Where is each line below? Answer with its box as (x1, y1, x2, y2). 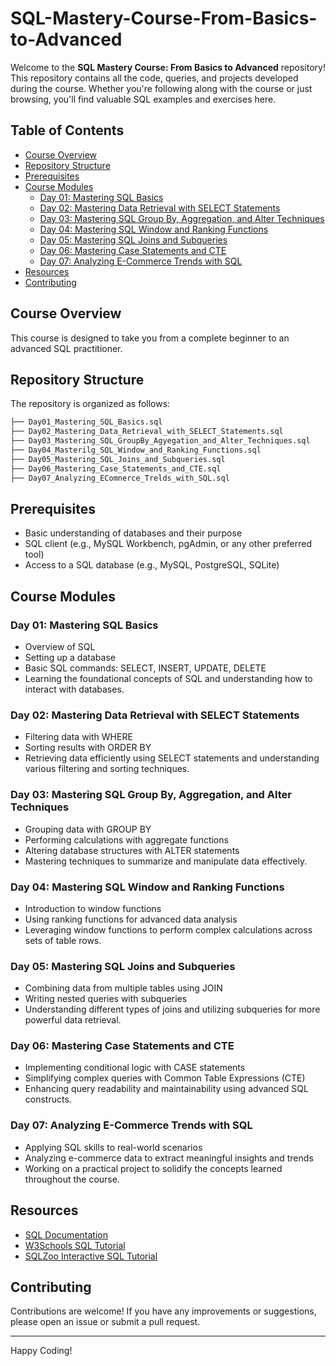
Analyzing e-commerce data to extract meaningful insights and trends (24, 1152, 314, 1164)
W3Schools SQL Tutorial (24, 1239, 126, 1251)
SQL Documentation (24, 1228, 108, 1241)
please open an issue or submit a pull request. (10, 1316, 201, 1328)
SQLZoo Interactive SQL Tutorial (24, 1250, 158, 1262)
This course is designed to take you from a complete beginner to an (10, 332, 290, 344)
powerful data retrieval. (24, 1014, 122, 1026)
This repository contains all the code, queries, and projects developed (10, 72, 299, 84)
